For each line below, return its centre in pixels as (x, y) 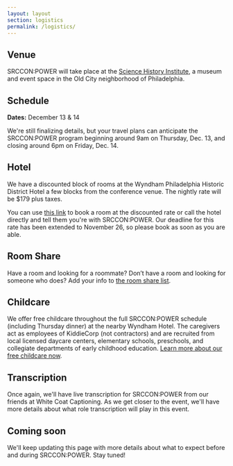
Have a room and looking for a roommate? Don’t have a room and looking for (116, 273)
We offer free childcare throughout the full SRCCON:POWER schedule (107, 319)
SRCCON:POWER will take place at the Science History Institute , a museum (114, 72)
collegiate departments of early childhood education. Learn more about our (115, 349)
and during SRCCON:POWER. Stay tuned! (67, 455)
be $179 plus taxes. (35, 199)
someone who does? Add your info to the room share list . (89, 280)
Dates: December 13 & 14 (43, 117)
